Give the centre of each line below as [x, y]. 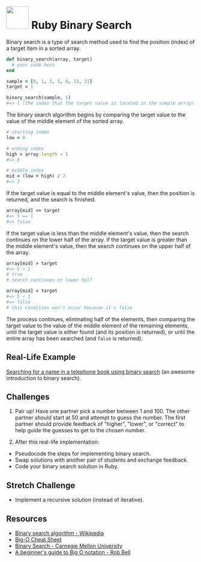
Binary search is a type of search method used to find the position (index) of [100, 41]
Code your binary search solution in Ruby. [67, 467]
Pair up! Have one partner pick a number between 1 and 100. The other [102, 411]
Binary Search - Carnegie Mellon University [69, 546]
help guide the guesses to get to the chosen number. [80, 431]
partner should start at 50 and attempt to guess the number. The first [100, 418]
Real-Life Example [41, 357]
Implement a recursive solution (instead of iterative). [79, 500]
